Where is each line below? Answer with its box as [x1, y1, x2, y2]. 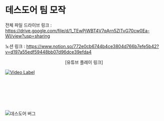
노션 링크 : [5, 43, 25, 49]
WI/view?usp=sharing [5, 33, 50, 39]
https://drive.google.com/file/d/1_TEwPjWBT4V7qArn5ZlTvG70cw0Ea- [5, 27, 150, 33]
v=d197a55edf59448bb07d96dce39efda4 [5, 48, 91, 55]
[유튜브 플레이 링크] [64, 59, 103, 65]
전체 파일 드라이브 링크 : [5, 22, 52, 28]
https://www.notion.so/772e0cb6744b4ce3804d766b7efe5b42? [26, 43, 159, 49]
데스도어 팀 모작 [5, 4, 66, 16]
